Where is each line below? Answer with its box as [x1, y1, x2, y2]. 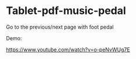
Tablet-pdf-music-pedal [6, 4, 127, 18]
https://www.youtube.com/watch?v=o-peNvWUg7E [6, 46, 130, 53]
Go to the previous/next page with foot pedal [6, 23, 114, 30]
